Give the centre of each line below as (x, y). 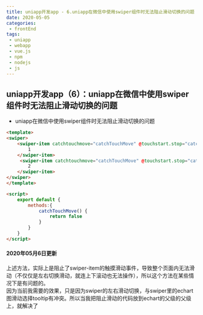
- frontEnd (22, 29)
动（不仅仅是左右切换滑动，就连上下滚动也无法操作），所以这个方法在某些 (98, 276)
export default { (39, 200)
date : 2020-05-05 (28, 18)
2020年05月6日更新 (32, 253)
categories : (21, 23)
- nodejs (20, 62)
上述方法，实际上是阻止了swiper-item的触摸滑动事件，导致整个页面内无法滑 (101, 268)
